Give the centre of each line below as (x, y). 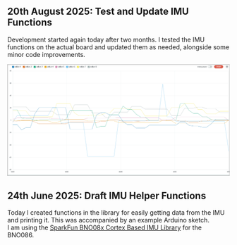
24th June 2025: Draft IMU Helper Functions (107, 195)
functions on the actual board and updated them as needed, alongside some (119, 47)
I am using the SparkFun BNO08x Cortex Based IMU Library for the (105, 227)
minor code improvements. (47, 54)
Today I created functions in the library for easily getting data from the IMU (116, 213)
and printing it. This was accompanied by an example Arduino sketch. (109, 220)
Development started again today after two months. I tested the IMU (106, 39)
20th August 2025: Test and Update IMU (98, 12)
